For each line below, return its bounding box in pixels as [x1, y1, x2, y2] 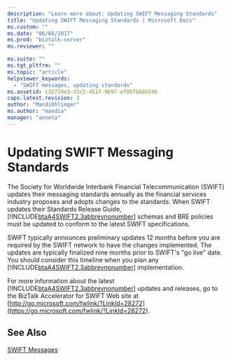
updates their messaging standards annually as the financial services [7, 190, 206, 198]
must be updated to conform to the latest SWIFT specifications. [7, 219, 190, 228]
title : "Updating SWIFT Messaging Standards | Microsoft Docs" [7, 17, 196, 24]
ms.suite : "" [7, 55, 45, 63]
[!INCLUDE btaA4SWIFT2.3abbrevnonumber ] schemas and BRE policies [7, 212, 213, 221]
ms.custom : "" [7, 23, 49, 30]
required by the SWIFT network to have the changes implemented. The [7, 240, 212, 249]
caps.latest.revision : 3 [7, 95, 80, 102]
